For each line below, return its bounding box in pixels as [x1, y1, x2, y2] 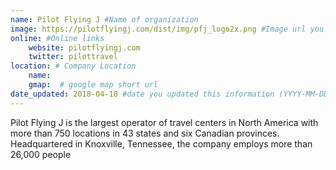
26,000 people [10, 148, 72, 160]
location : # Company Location [10, 61, 137, 71]
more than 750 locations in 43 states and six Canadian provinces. [10, 127, 280, 139]
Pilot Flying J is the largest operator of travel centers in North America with [10, 116, 319, 128]
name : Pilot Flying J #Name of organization [10, 14, 199, 25]
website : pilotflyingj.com [28, 42, 141, 53]
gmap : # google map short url [28, 80, 159, 90]
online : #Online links [10, 33, 105, 43]
